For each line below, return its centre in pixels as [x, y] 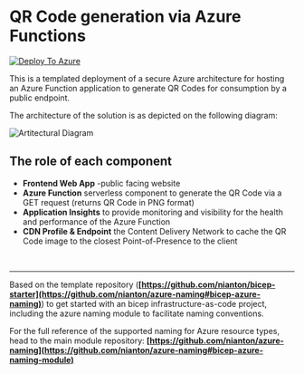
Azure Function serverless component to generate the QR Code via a [152, 193]
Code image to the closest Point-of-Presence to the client [130, 241]
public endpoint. [40, 98]
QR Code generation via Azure [125, 17]
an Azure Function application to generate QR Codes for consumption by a [148, 88]
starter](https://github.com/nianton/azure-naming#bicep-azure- [135, 294]
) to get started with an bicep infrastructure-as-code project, [154, 303]
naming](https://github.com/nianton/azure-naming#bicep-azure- [137, 350]
